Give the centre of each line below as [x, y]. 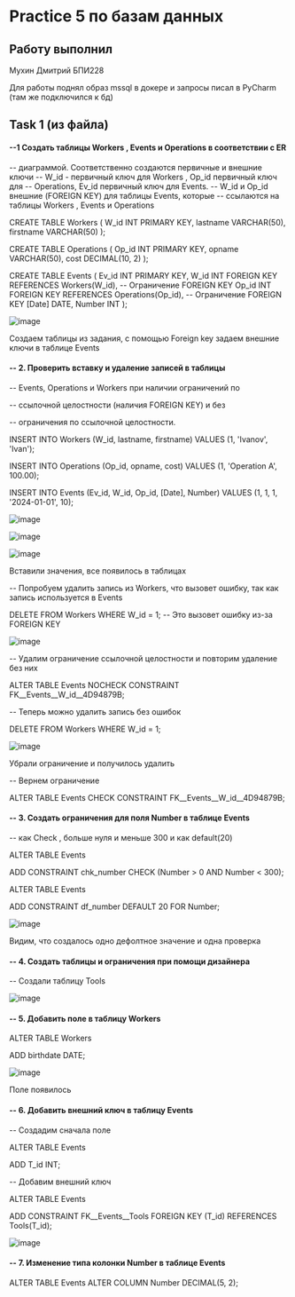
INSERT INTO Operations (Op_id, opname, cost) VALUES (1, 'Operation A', [143, 466]
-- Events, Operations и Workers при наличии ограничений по [125, 387]
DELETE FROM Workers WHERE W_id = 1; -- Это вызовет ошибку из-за [141, 614]
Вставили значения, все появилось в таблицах [98, 571]
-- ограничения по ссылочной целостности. [93, 422]
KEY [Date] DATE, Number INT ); [69, 304]
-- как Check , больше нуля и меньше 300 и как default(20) [121, 838]
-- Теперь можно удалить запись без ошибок [95, 711]
